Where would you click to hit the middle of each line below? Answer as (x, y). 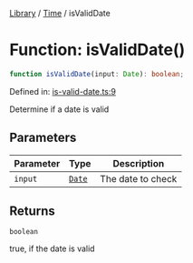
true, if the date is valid (52, 248)
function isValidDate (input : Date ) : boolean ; (96, 74)
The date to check (138, 178)
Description (139, 163)
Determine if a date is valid (59, 109)
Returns (33, 212)
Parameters (43, 138)
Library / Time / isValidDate (60, 13)
